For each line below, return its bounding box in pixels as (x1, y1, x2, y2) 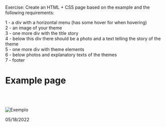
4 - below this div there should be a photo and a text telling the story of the (5, 35, 161, 41)
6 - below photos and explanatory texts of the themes (5, 52, 117, 58)
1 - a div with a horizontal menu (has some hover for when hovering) (5, 20, 147, 25)
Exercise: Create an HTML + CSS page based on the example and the (5, 5, 150, 10)
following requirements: (5, 10, 54, 16)
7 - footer (5, 57, 25, 63)
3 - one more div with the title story (5, 30, 79, 36)
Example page (5, 75, 67, 87)
